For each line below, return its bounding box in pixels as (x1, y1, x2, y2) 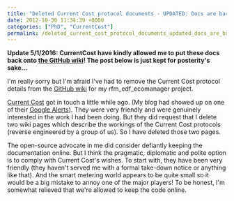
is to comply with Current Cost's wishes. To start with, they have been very (7, 156, 223, 165)
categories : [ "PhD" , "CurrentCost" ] (7, 23, 114, 30)
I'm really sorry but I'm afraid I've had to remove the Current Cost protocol (7, 77, 221, 86)
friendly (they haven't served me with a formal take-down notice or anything (7, 163, 226, 172)
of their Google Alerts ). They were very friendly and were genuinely (7, 105, 201, 114)
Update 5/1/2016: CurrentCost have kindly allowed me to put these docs (7, 49, 220, 57)
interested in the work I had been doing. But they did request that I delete (7, 113, 217, 121)
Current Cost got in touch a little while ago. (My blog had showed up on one (7, 98, 225, 107)
